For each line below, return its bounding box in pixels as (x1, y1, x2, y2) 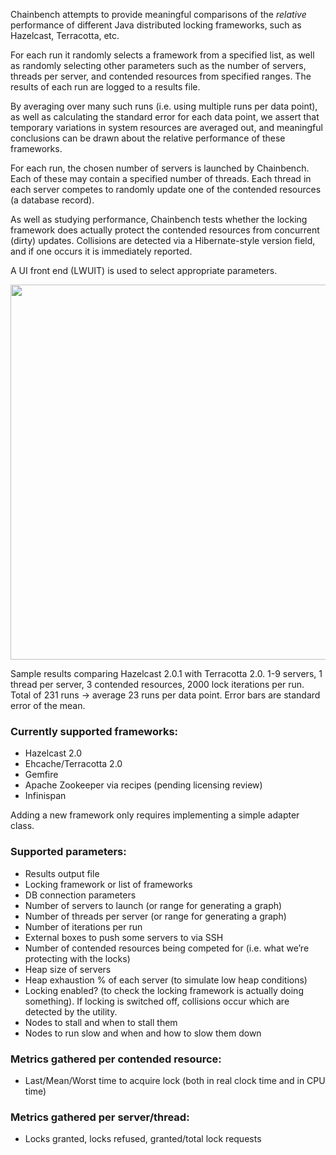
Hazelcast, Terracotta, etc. (10, 30, 120, 41)
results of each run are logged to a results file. (10, 81, 201, 93)
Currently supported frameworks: (10, 724, 179, 738)
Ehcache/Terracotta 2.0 (24, 758, 123, 770)
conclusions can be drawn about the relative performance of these (10, 132, 286, 144)
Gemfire (24, 769, 59, 781)
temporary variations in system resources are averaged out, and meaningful (10, 122, 323, 133)
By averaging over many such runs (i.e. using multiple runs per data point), (10, 100, 318, 112)
